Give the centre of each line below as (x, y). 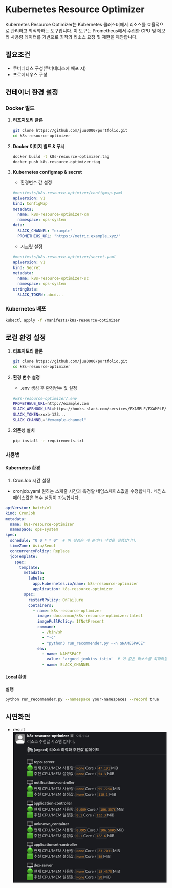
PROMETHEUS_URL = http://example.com (51, 404)
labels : (36, 578)
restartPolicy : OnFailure (56, 600)
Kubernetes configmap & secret (47, 172)
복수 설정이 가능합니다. (58, 498)
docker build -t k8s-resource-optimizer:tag (61, 157)
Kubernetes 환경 (23, 468)
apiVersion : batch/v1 (28, 508)
